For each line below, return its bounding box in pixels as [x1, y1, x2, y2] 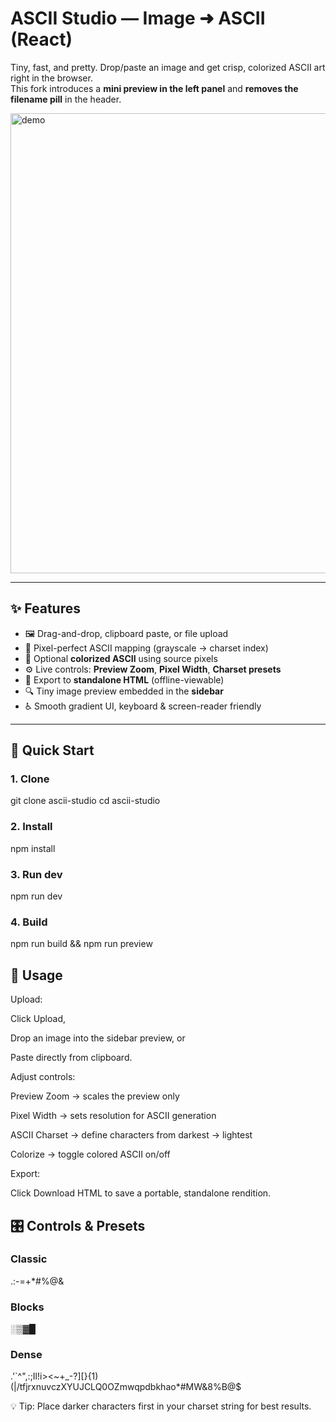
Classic [10, 1252, 48, 1266]
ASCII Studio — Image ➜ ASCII [10, 7, 266, 30]
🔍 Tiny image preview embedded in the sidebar [24, 685, 224, 697]
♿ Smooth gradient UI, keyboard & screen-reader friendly [24, 700, 262, 712]
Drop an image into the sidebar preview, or [10, 1032, 186, 1044]
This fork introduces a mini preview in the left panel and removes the [10, 82, 299, 94]
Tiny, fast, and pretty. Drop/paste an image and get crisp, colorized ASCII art [10, 61, 326, 73]
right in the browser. [10, 72, 93, 84]
